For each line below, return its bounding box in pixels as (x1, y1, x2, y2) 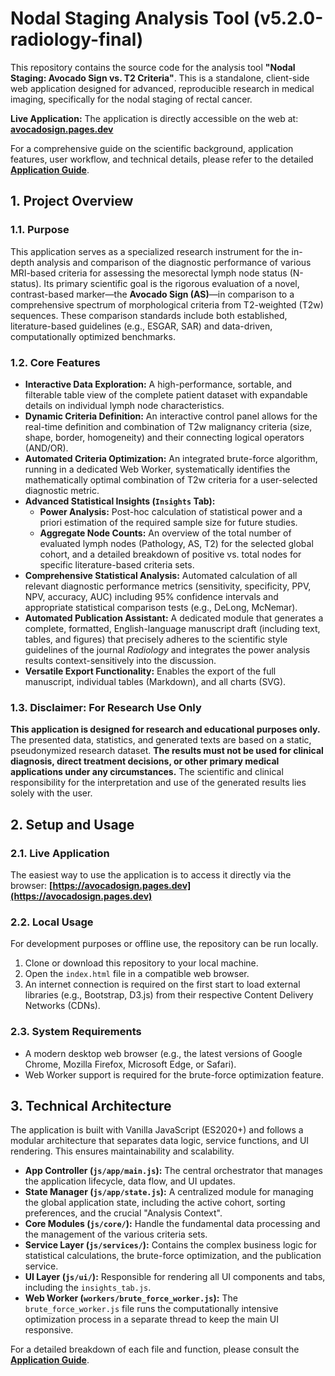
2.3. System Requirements (10, 1025, 142, 1039)
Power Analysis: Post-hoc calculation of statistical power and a (39, 505, 303, 517)
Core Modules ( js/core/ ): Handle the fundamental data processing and (24, 1218, 321, 1230)
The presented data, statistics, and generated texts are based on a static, (10, 734, 312, 746)
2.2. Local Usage (10, 915, 94, 929)
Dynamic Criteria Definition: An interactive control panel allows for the (24, 410, 318, 422)
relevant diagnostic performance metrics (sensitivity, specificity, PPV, (24, 580, 312, 592)
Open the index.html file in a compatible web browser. (24, 968, 250, 980)
